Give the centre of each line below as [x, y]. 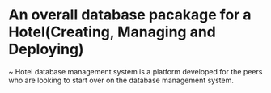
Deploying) [46, 49]
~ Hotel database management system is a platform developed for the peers [135, 71]
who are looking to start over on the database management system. [121, 80]
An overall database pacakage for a [130, 15]
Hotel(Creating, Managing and [112, 32]
